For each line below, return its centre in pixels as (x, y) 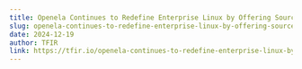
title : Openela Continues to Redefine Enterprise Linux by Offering (140, 17)
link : (19, 51)
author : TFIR (34, 43)
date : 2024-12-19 (42, 34)
